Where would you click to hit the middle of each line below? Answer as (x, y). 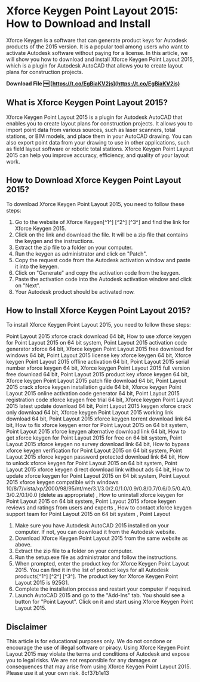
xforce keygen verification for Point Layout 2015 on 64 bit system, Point (94, 451)
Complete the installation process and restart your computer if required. (103, 589)
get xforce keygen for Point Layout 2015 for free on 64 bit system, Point (94, 438)
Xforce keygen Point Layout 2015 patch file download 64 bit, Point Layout (96, 381)
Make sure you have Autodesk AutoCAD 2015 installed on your (92, 526)
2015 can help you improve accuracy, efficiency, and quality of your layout (98, 155)
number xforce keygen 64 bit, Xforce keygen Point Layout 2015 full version (98, 368)
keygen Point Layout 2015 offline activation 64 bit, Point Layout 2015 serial (98, 362)
